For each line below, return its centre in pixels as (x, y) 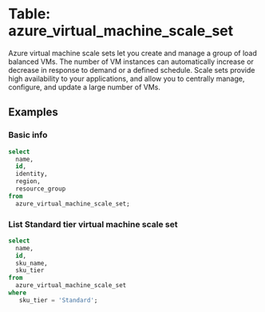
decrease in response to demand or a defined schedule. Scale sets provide (132, 70)
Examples (33, 112)
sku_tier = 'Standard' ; (58, 300)
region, (28, 182)
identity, (32, 174)
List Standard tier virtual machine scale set (93, 224)
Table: (30, 14)
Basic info (28, 135)
